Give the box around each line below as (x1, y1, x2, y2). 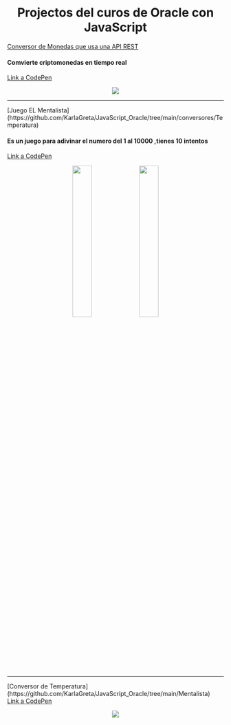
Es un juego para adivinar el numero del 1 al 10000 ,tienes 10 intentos (7, 137, 208, 145)
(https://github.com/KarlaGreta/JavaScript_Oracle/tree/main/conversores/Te (7, 114, 223, 122)
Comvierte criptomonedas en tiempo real (7, 58, 127, 66)
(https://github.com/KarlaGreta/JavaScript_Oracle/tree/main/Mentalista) (7, 690, 211, 698)
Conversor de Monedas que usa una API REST (7, 42, 139, 50)
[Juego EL (7, 106, 36, 115)
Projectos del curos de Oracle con (16, 5, 214, 21)
